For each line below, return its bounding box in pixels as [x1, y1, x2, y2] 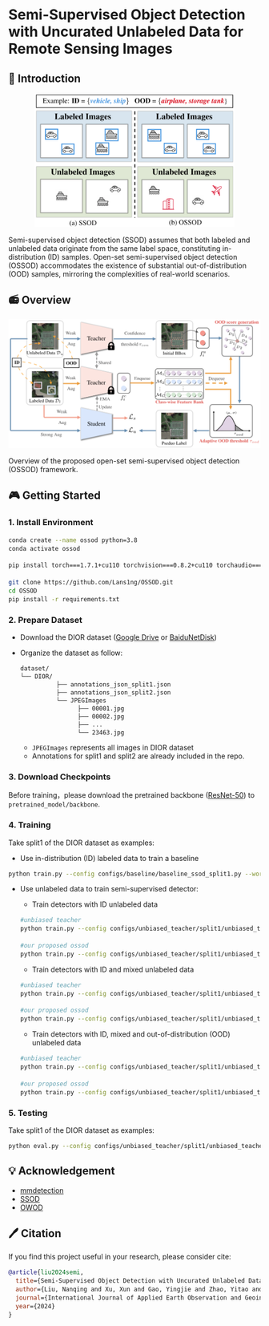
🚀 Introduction [8, 71, 82, 85]
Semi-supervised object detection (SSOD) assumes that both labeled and [8, 235, 251, 245]
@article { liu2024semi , [8, 1268, 84, 1276]
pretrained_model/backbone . [8, 799, 101, 809]
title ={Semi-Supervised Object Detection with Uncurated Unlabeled [15, 1277, 246, 1285]
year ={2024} [15, 1302, 56, 1310]
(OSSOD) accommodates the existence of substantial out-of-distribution [8, 261, 247, 270]
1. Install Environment [8, 517, 94, 528]
